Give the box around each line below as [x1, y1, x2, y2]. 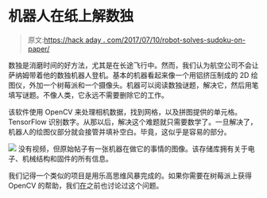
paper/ [27, 44, 50, 53]
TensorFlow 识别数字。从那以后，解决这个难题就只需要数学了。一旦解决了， [8, 117, 257, 126]
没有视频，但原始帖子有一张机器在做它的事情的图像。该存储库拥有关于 [17, 144, 248, 153]
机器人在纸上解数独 [8, 7, 134, 25]
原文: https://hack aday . [27, 35, 106, 45]
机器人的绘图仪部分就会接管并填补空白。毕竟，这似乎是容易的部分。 [8, 126, 231, 136]
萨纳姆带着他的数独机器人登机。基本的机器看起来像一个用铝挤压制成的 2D [8, 70, 250, 80]
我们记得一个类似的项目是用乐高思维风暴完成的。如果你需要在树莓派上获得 [8, 170, 252, 180]
